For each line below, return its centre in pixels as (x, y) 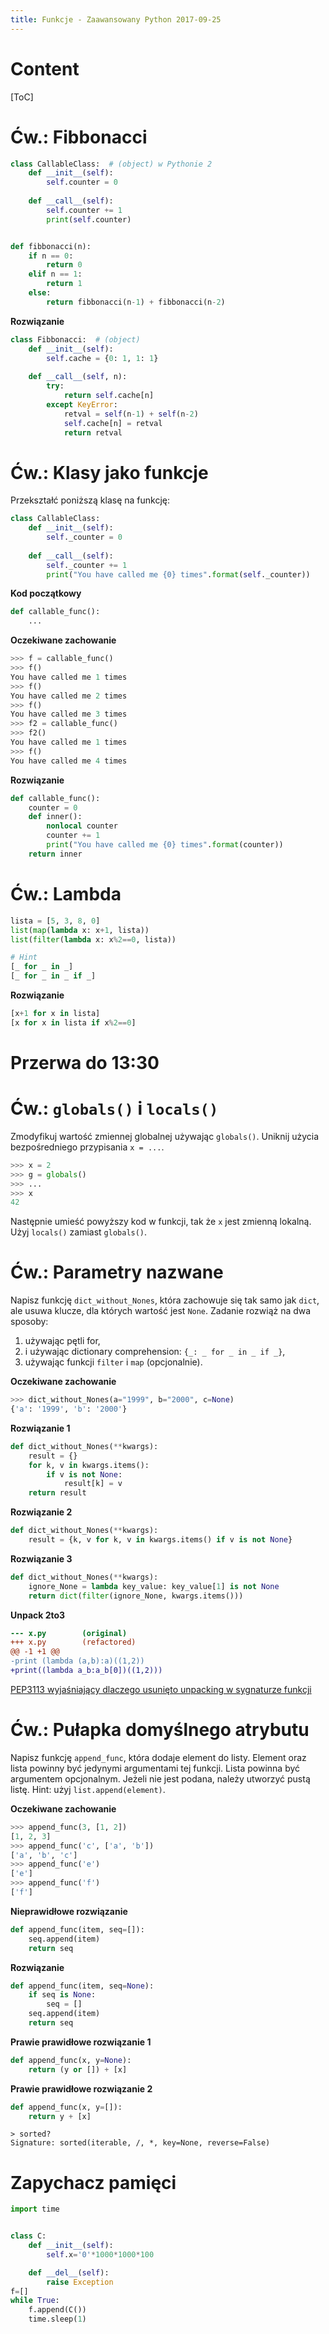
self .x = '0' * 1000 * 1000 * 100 (100, 2254)
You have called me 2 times (69, 696)
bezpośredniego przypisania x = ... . (87, 1147)
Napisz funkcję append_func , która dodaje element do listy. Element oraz (158, 1757)
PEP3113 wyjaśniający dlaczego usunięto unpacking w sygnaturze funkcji (161, 1689)
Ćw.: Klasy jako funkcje (109, 472)
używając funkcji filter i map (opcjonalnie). (113, 1362)
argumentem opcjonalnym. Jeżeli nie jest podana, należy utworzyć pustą (160, 1778)
